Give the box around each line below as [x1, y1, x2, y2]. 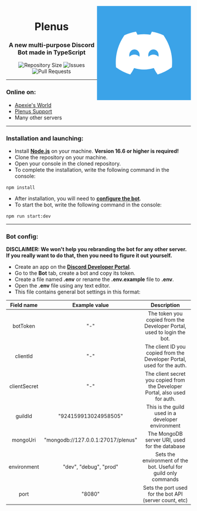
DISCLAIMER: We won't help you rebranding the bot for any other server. [6, 246, 187, 253]
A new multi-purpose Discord [8, 41, 95, 49]
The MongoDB [147, 430, 183, 437]
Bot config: [6, 232, 39, 241]
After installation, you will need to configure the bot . [14, 195, 142, 202]
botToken [12, 323, 35, 330]
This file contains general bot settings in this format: [14, 288, 141, 296]
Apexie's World [14, 101, 52, 108]
